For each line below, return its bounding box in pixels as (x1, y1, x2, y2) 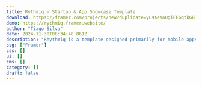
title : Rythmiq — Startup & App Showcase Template (6, 8, 136, 15)
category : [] (6, 64, 39, 71)
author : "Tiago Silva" (6, 25, 63, 32)
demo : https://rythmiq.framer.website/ (6, 20, 106, 26)
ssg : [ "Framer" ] (6, 42, 47, 48)
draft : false (6, 70, 39, 76)
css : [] (6, 48, 26, 54)
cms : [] (6, 59, 26, 65)
